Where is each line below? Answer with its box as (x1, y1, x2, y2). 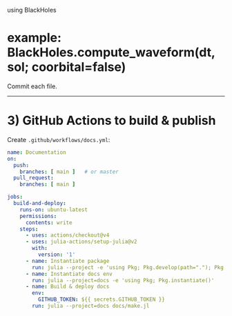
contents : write (25, 219, 72, 226)
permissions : (19, 213, 57, 219)
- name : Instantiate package (25, 257, 110, 264)
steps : (19, 226, 39, 233)
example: (7, 30, 62, 46)
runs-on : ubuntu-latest (19, 206, 88, 213)
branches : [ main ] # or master (19, 168, 119, 175)
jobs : (7, 193, 23, 201)
